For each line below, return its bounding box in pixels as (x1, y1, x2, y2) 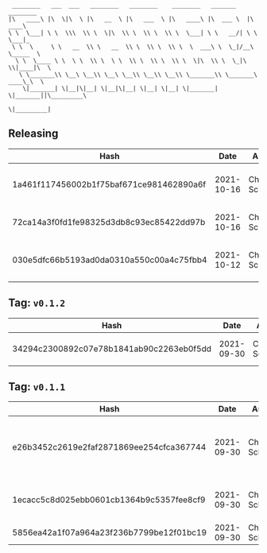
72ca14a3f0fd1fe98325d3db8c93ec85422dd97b (12, 216, 206, 227)
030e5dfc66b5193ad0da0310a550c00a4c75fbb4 (12, 254, 207, 265)
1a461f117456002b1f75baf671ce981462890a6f (12, 179, 207, 190)
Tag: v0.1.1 (8, 380, 66, 394)
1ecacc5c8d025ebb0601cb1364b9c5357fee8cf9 (12, 494, 206, 505)
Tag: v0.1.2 (8, 296, 66, 310)
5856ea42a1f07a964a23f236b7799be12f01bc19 (12, 527, 207, 538)
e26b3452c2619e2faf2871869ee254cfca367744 (12, 442, 207, 453)
